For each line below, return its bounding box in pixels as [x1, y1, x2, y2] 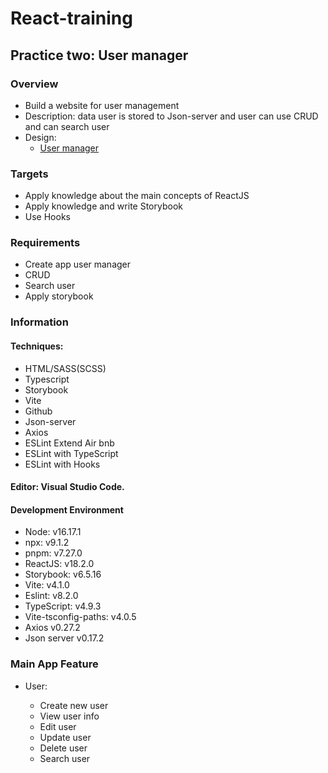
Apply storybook [24, 290, 94, 302]
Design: [24, 131, 57, 143]
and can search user [24, 120, 110, 132]
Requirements [10, 236, 81, 250]
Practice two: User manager [10, 47, 189, 64]
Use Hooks [24, 211, 71, 223]
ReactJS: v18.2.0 [24, 558, 95, 570]
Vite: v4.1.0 [24, 579, 70, 591]
